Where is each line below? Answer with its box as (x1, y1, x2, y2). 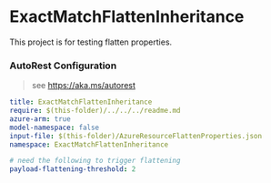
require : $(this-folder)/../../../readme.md (9, 107, 181, 116)
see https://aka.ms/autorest (31, 80, 136, 91)
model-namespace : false (9, 123, 100, 132)
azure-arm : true (9, 114, 71, 124)
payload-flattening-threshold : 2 (9, 165, 136, 174)
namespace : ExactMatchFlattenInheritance (9, 139, 169, 149)
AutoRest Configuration (9, 59, 117, 72)
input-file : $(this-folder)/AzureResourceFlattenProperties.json (9, 131, 262, 140)
